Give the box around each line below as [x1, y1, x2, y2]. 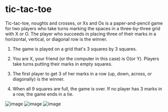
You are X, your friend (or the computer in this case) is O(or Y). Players [12, 55, 159, 61]
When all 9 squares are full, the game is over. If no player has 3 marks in [12, 85, 162, 91]
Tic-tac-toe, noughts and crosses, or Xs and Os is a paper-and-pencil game [5, 20, 163, 26]
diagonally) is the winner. [12, 76, 65, 82]
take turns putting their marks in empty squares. [12, 61, 113, 67]
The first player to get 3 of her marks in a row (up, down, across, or [12, 70, 152, 76]
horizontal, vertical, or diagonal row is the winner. [5, 36, 108, 42]
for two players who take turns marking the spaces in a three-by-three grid [5, 25, 160, 31]
